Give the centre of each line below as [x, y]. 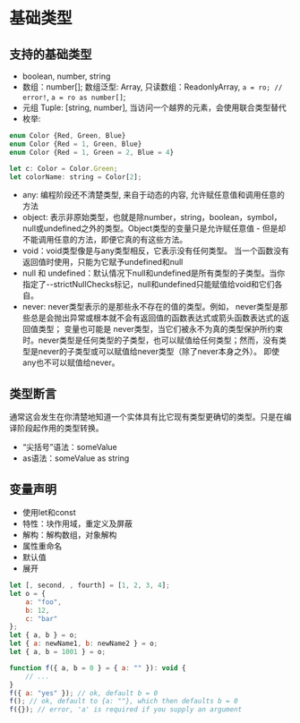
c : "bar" [42, 618]
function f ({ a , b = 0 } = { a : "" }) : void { [98, 668]
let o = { [28, 593]
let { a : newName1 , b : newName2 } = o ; [84, 644]
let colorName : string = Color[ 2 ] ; [76, 177]
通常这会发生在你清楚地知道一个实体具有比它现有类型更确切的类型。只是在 [146, 417]
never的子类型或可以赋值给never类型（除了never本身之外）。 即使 [159, 352]
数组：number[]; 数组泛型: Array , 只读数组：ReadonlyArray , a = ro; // [152, 87]
